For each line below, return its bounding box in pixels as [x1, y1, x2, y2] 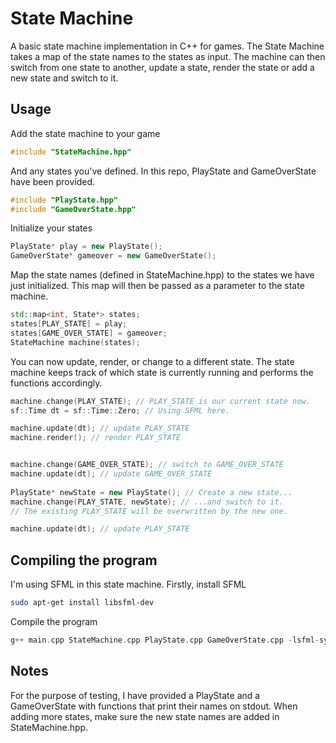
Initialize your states [10, 222, 93, 234]
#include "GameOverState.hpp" [10, 204, 137, 214]
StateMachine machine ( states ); [10, 337, 141, 347]
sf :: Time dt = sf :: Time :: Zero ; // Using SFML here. [10, 405, 230, 416]
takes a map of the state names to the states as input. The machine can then [10, 50, 326, 62]
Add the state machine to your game [10, 127, 161, 139]
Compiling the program [10, 552, 158, 569]
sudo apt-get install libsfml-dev [10, 598, 155, 608]
